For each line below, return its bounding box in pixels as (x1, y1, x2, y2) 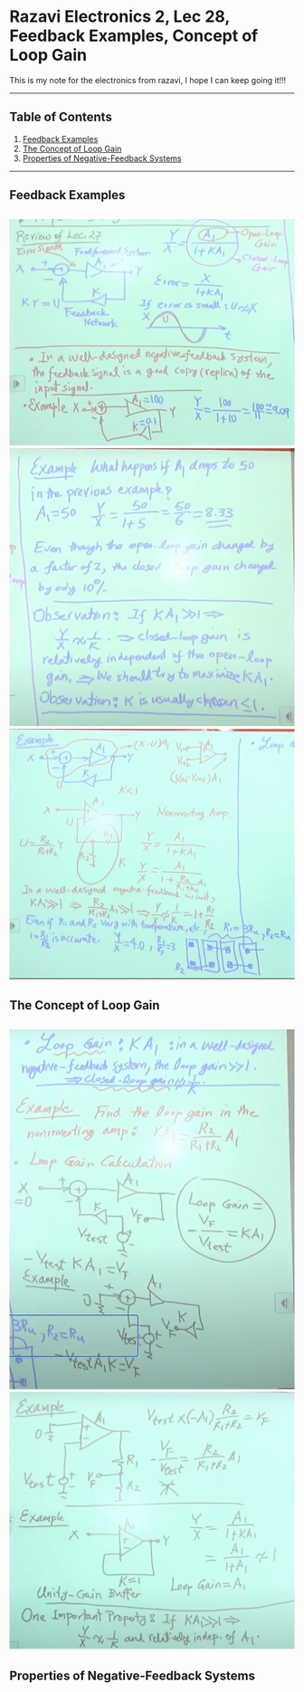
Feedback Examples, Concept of (9, 25, 259, 46)
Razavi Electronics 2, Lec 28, (9, 6, 231, 27)
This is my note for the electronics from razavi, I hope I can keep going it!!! (9, 74, 287, 85)
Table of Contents (9, 110, 113, 125)
